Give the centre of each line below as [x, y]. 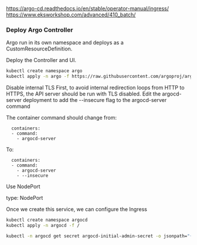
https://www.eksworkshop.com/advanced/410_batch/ [71, 15]
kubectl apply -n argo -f [38, 76]
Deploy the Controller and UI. [41, 60]
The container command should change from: [62, 118]
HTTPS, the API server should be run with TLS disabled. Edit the [84, 94]
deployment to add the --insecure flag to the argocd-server [95, 100]
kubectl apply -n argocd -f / [43, 225]
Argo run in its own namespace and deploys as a [65, 43]
